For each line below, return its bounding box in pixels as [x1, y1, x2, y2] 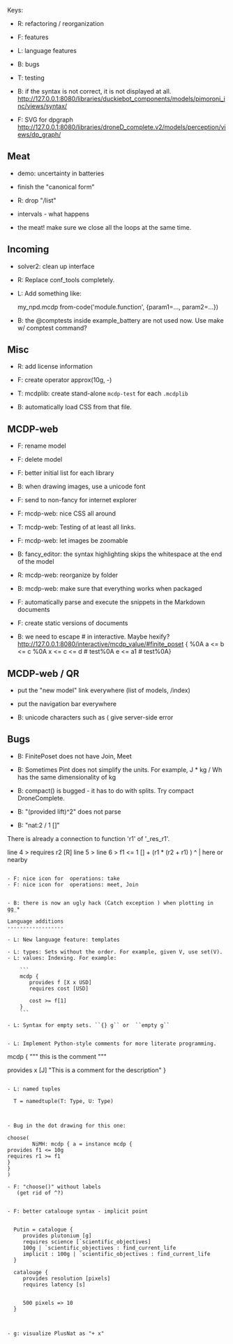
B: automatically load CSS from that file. [17, 403, 133, 411]
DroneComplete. [17, 794, 65, 802]
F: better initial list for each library [17, 469, 114, 477]
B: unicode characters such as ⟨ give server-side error [17, 713, 174, 722]
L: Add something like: [17, 289, 82, 298]
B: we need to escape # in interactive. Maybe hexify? [17, 632, 170, 641]
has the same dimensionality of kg [17, 773, 116, 781]
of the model [17, 557, 54, 566]
